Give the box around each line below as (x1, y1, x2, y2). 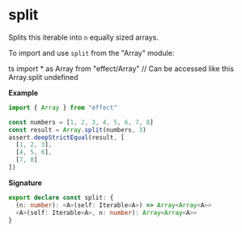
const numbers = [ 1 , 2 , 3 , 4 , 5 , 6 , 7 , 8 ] (8, 118, 154, 126)
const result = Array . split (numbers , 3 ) (8, 125, 147, 134)
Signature (8, 178, 43, 188)
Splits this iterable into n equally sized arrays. (8, 32, 159, 42)
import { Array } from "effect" (8, 103, 117, 112)
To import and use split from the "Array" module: (8, 48, 175, 57)
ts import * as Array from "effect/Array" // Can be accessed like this (8, 63, 235, 74)
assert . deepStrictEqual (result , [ (8, 133, 125, 141)
